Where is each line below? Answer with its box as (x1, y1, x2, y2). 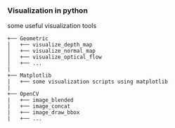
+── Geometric (7, 35, 49, 42)
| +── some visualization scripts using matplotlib (7, 78, 169, 86)
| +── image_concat (7, 103, 71, 110)
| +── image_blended (7, 97, 74, 104)
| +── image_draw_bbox (7, 109, 80, 116)
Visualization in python (7, 6, 88, 15)
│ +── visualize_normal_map (7, 48, 96, 55)
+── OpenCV (7, 91, 39, 98)
